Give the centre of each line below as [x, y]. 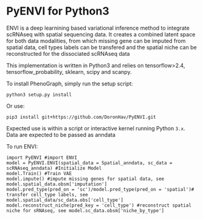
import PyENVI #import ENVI [42, 158]
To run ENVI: [22, 146]
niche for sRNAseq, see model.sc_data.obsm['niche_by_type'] [85, 210]
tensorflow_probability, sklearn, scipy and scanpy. [69, 72]
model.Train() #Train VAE [39, 173]
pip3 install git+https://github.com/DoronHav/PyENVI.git [81, 117]
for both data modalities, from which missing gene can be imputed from [96, 41]
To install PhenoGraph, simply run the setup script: [70, 84]
